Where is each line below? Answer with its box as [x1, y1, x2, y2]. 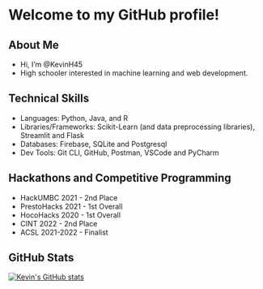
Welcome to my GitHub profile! [8, 6, 220, 24]
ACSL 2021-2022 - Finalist [19, 227, 108, 237]
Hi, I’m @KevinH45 [19, 59, 83, 69]
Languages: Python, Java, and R [19, 113, 129, 123]
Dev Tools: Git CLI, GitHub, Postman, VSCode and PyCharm [19, 148, 220, 157]
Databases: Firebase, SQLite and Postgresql [19, 139, 168, 149]
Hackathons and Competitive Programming [8, 171, 231, 185]
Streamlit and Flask [19, 130, 85, 140]
